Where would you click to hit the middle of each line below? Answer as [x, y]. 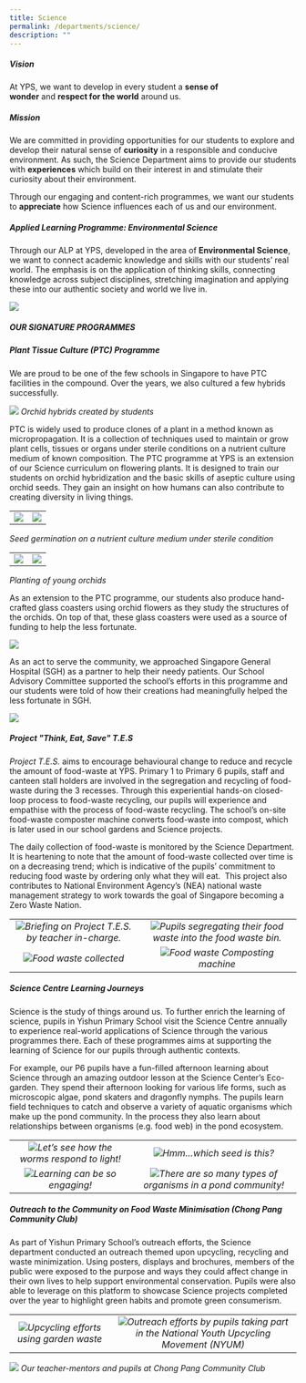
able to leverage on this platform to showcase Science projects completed [149, 1290]
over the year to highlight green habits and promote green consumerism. [146, 1300]
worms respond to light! [70, 1159]
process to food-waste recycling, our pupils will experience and [147, 800]
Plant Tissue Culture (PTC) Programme [85, 350]
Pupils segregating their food [221, 926]
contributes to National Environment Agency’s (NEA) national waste [136, 885]
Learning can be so [75, 1173]
